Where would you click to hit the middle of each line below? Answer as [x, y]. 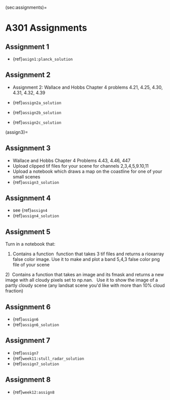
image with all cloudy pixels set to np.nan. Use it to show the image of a [82, 280]
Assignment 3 [28, 148]
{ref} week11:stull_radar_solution [48, 358]
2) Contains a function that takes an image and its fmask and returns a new [85, 275]
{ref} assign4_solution [36, 216]
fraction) [15, 291]
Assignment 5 [28, 232]
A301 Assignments [46, 28]
